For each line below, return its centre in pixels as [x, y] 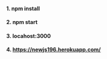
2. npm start [22, 22]
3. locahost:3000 [29, 36]
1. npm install [23, 8]
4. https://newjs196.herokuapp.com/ [53, 50]
